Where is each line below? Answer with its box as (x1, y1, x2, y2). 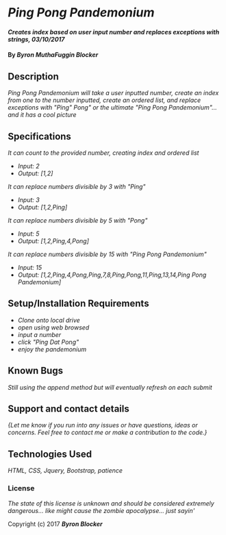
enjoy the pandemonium (17, 345, 87, 353)
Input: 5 (17, 229, 40, 238)
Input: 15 (17, 264, 42, 271)
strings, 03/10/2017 (8, 35, 65, 43)
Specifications (8, 130, 71, 142)
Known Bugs (8, 365, 64, 377)
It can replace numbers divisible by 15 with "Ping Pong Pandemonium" (8, 250, 208, 258)
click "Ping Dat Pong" (17, 338, 79, 346)
